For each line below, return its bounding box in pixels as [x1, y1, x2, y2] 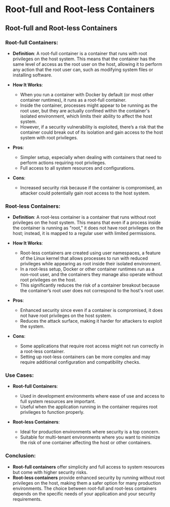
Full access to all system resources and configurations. [20, 165, 135, 171]
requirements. [12, 496, 42, 502]
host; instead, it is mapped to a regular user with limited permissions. [12, 230, 156, 237]
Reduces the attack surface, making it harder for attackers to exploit [20, 318, 162, 324]
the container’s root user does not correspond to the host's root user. [20, 288, 164, 294]
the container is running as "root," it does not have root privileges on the [12, 225, 163, 231]
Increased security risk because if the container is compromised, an [20, 184, 162, 190]
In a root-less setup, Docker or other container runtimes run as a [20, 266, 155, 272]
